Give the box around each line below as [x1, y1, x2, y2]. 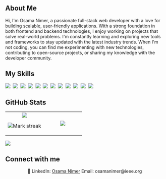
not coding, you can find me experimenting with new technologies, [5, 44, 144, 50]
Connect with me [5, 155, 61, 163]
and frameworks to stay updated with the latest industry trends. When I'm [5, 39, 158, 45]
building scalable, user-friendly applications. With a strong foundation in [5, 23, 155, 29]
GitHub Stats [5, 98, 46, 107]
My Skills [5, 70, 35, 78]
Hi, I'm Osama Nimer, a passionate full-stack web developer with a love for [5, 17, 160, 23]
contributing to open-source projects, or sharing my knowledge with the [5, 49, 155, 55]
